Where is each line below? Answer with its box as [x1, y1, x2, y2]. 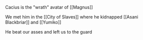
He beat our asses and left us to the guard [5, 29, 92, 34]
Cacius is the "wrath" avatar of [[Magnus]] [5, 4, 93, 10]
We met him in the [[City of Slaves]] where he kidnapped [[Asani [5, 14, 138, 19]
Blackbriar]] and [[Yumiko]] [5, 19, 62, 25]
